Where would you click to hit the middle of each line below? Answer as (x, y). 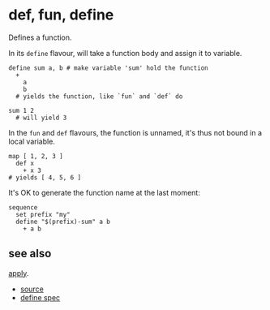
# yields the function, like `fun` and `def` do (99, 96)
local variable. (32, 141)
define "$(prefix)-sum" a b (63, 222)
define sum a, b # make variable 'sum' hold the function (108, 68)
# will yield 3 (41, 118)
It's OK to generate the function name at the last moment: (104, 192)
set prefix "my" (43, 214)
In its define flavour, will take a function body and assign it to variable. (125, 53)
